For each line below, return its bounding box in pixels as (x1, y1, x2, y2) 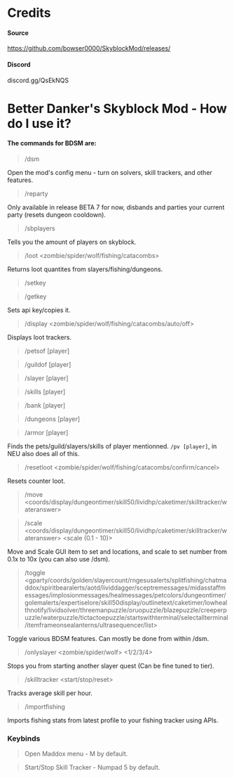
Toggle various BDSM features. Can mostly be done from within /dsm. (7, 634, 209, 642)
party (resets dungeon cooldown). (7, 210, 106, 219)
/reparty (24, 189, 48, 197)
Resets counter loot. (7, 476, 65, 485)
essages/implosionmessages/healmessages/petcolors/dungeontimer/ (24, 590, 226, 599)
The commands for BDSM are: (7, 139, 97, 148)
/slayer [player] (24, 374, 69, 382)
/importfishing (24, 702, 65, 711)
